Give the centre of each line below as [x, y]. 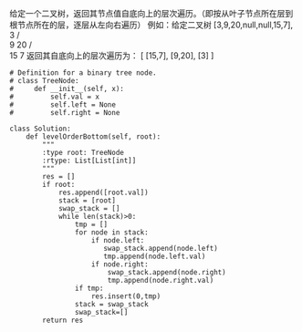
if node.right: [120, 265]
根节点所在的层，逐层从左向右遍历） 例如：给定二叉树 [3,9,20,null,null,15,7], [151, 25]
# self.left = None [63, 105]
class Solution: [40, 129]
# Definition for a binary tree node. [83, 73]
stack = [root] [87, 201]
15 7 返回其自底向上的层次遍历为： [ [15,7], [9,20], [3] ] [112, 56]
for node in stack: [111, 233]
